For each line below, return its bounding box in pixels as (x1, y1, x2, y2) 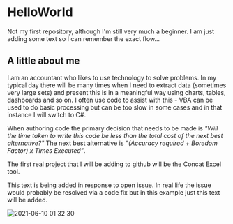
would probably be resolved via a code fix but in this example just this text (7, 188, 220, 196)
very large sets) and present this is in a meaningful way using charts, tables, (7, 88, 226, 96)
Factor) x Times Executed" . (7, 146, 86, 154)
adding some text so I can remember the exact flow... (7, 34, 160, 43)
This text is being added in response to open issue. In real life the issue (7, 181, 211, 189)
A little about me (7, 55, 80, 67)
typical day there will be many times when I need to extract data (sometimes (7, 81, 227, 89)
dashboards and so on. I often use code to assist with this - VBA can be (7, 96, 213, 104)
